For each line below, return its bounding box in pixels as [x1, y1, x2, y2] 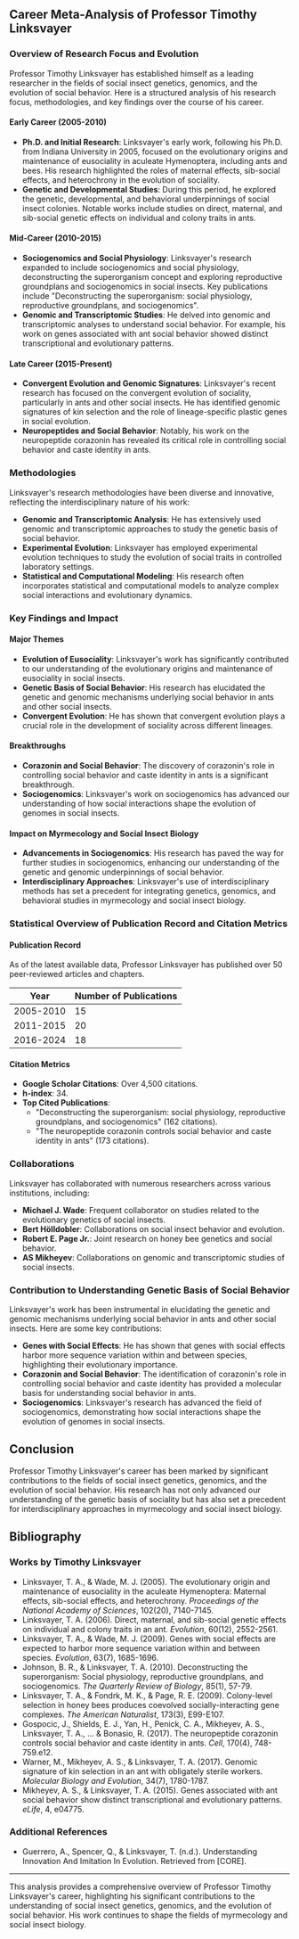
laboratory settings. [21, 561, 94, 571]
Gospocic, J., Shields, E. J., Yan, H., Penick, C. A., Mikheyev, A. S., [21, 1718, 265, 1729]
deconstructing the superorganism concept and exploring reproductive [21, 272, 283, 283]
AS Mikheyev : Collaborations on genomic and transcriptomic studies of [21, 1252, 285, 1262]
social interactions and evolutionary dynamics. [21, 589, 193, 600]
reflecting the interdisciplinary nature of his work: [9, 497, 190, 507]
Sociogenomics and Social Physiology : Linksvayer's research [21, 253, 252, 264]
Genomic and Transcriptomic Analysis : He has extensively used [21, 514, 262, 524]
